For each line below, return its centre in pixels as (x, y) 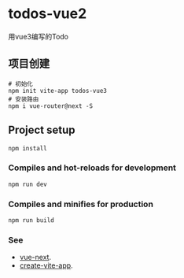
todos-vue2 (48, 14)
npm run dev (28, 184)
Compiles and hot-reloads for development (92, 168)
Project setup (42, 130)
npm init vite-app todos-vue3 (58, 91)
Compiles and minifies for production (81, 204)
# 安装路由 (24, 99)
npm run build (31, 221)
